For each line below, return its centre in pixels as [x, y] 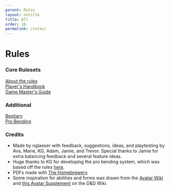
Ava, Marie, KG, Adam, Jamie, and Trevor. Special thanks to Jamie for [86, 151]
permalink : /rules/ [26, 29]
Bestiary [14, 116]
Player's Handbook [25, 86]
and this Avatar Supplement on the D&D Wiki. [60, 183]
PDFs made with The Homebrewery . [51, 173]
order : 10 [16, 24]
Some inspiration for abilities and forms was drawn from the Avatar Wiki [88, 178]
